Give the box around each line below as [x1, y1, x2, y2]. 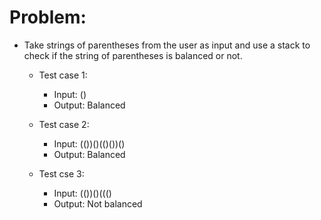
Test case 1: [38, 69, 88, 81]
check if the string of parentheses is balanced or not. [23, 49, 243, 61]
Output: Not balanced [53, 197, 143, 210]
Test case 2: [38, 118, 90, 130]
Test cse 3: [38, 167, 85, 180]
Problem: [9, 6, 87, 29]
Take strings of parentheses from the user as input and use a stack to [23, 39, 311, 51]
